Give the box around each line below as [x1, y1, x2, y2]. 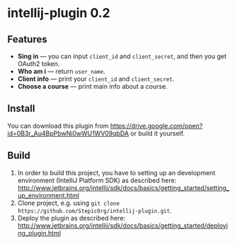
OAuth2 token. [17, 60, 60, 68]
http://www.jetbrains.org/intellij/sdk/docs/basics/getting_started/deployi [17, 221, 229, 230]
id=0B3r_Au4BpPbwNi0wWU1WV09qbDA [7, 129, 129, 138]
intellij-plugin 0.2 [7, 5, 111, 21]
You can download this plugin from [7, 121, 109, 130]
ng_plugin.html [17, 228, 62, 237]
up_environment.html [17, 191, 80, 199]
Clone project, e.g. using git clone [17, 199, 120, 207]
